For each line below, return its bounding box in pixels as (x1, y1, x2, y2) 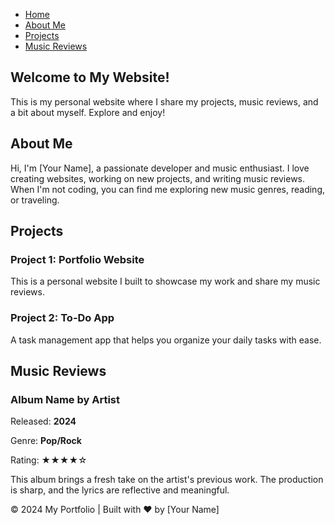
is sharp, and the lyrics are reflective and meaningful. (10, 484, 230, 496)
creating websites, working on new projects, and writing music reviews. (10, 172, 306, 184)
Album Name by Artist (10, 392, 120, 406)
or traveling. (10, 194, 60, 206)
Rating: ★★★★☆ (10, 454, 88, 466)
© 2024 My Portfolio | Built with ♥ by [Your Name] (10, 504, 220, 516)
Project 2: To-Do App (10, 311, 115, 325)
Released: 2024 (10, 415, 77, 428)
